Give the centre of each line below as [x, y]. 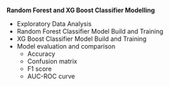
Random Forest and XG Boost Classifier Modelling [81, 10]
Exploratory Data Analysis [54, 24]
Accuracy [41, 54]
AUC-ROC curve [51, 76]
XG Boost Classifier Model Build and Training [81, 39]
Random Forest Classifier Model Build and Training [90, 31]
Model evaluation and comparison [66, 46]
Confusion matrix [52, 61]
